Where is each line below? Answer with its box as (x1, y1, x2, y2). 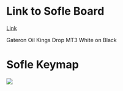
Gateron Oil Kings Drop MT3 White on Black (6, 36, 117, 43)
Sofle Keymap (6, 58, 80, 71)
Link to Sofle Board (6, 4, 105, 18)
